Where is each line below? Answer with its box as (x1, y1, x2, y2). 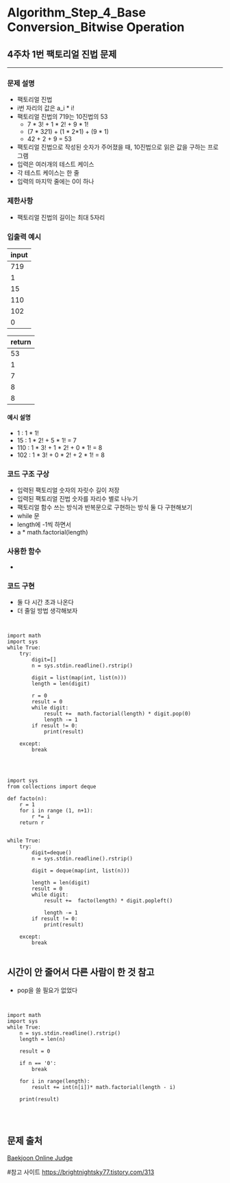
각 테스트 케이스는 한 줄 (16, 169, 80, 177)
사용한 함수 (7, 547, 42, 557)
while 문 (16, 512, 40, 520)
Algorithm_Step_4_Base (7, 5, 146, 21)
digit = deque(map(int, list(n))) (31, 867, 130, 874)
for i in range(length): (19, 1077, 90, 1085)
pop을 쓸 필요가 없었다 (16, 986, 78, 994)
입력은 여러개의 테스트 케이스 (16, 160, 94, 169)
